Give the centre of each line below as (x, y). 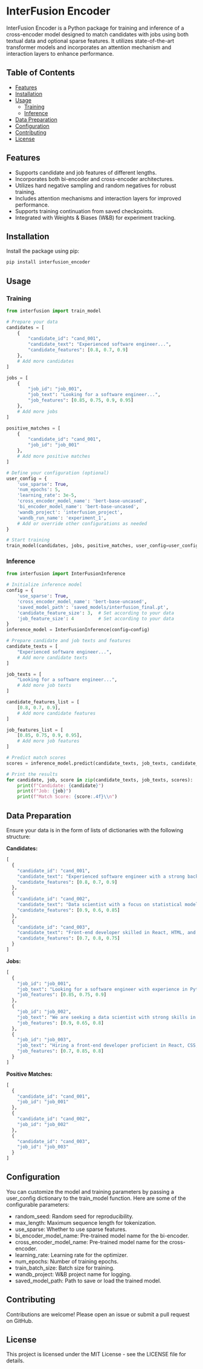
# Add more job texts (44, 686)
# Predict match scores (36, 758)
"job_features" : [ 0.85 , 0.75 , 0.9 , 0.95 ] (81, 400)
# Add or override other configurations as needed (82, 523)
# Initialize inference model (44, 585)
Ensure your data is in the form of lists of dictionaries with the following (95, 830)
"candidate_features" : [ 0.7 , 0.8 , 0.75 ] (69, 938)
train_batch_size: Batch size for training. (65, 1268)
